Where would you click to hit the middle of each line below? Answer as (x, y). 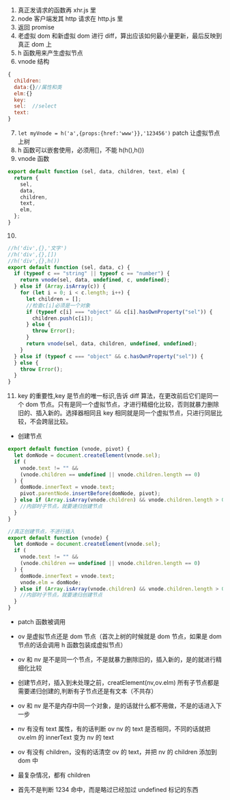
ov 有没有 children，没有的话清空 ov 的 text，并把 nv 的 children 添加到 (117, 752)
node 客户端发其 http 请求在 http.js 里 (70, 18)
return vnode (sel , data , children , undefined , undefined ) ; (111, 344)
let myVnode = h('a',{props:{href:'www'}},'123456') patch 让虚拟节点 (119, 133)
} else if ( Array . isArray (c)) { (60, 286)
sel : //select (35, 106)
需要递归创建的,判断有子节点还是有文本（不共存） (87, 691)
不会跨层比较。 (51, 422)
